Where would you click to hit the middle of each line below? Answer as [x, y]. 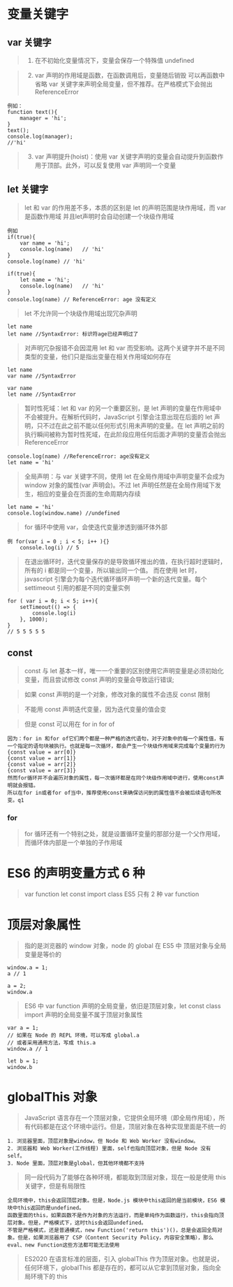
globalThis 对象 [52, 1097]
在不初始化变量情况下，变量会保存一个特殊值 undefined [114, 60]
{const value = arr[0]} [42, 752]
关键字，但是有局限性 [55, 1186]
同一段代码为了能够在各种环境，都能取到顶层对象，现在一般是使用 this [125, 1177]
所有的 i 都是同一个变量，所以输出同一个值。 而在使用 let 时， [112, 570]
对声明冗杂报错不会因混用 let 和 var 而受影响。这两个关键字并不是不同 [125, 347]
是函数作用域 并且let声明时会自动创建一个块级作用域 [99, 216]
